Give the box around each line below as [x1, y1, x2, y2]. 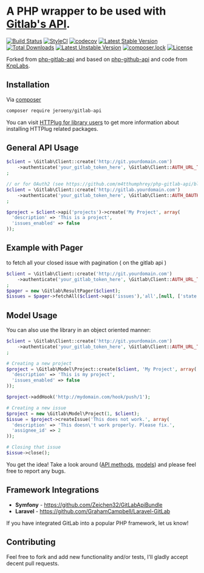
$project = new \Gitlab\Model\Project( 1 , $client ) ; [6, 411, 140, 417]
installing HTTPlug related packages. [6, 125, 98, 132]
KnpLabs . [6, 62, 30, 69]
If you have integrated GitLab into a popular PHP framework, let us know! [6, 519, 189, 527]
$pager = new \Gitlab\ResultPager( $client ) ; [6, 288, 121, 294]
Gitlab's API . [6, 17, 70, 31]
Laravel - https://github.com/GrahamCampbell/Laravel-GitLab [15, 507, 171, 515]
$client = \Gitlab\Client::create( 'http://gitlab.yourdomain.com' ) [6, 187, 181, 193]
